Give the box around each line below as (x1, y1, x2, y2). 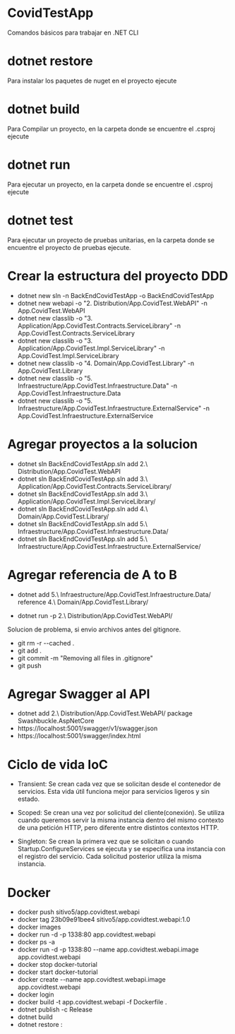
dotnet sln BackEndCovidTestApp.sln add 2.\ (17, 459, 148, 468)
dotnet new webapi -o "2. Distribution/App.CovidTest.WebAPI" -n (17, 299, 208, 307)
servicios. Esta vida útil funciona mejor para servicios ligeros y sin (17, 788, 210, 796)
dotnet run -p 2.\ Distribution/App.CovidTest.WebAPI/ (17, 611, 173, 619)
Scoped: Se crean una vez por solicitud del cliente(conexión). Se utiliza (17, 809, 224, 817)
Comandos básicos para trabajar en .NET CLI (7, 28, 139, 37)
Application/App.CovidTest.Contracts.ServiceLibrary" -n (17, 321, 181, 330)
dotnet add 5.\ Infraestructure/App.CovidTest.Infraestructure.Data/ (17, 590, 212, 598)
